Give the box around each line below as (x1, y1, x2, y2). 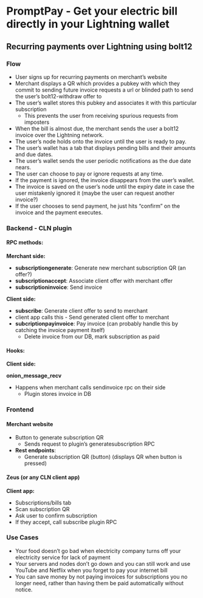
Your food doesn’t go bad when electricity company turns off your (15, 547, 181, 554)
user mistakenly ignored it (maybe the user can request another (15, 189, 175, 197)
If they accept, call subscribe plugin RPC (15, 518, 117, 526)
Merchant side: (6, 253, 46, 259)
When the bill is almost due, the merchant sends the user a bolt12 (15, 124, 179, 132)
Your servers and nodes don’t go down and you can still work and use (15, 560, 190, 567)
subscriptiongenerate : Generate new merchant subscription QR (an (15, 264, 187, 271)
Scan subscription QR (15, 505, 70, 512)
